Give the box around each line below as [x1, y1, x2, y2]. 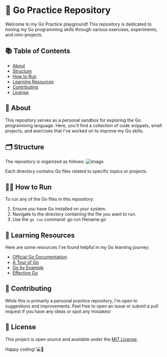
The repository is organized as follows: [5, 159, 85, 165]
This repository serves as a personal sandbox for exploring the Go [5, 117, 141, 123]
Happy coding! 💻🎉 [5, 346, 44, 352]
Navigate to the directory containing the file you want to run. [12, 211, 137, 217]
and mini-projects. [5, 32, 43, 38]
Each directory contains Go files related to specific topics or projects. [5, 168, 148, 174]
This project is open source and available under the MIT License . [5, 336, 139, 342]
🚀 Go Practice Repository [5, 5, 111, 16]
